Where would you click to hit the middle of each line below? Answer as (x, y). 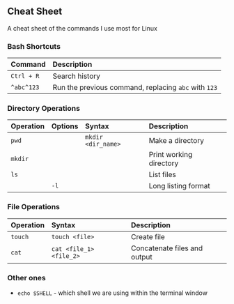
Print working (171, 155)
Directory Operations (44, 109)
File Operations (34, 207)
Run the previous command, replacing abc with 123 (135, 88)
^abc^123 (25, 88)
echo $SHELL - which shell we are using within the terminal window (112, 293)
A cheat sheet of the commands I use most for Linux (83, 28)
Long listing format (179, 186)
